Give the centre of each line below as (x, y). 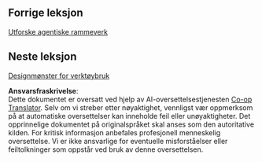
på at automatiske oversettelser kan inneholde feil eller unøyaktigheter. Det (129, 116)
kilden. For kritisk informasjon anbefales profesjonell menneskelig (114, 132)
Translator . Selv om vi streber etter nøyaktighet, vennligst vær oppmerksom (131, 107)
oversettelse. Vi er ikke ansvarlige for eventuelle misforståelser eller (118, 141)
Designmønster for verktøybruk (59, 75)
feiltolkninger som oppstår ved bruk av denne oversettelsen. (106, 149)
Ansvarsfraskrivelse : (43, 90)
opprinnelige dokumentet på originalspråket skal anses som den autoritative (131, 124)
